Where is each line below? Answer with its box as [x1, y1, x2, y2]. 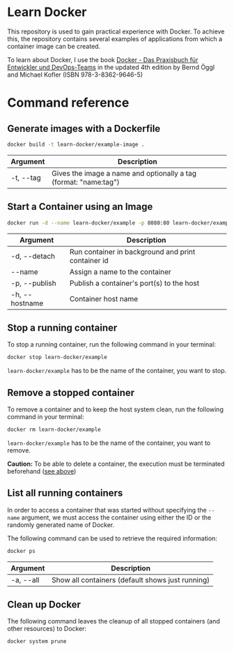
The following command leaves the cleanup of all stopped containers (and [7, 617, 221, 626]
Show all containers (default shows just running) [52, 575, 210, 584]
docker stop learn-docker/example [7, 354, 108, 361]
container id [69, 255, 109, 265]
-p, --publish [10, 278, 57, 288]
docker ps [7, 547, 36, 554]
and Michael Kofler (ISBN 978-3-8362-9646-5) [7, 70, 143, 79]
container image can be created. [7, 42, 101, 50]
